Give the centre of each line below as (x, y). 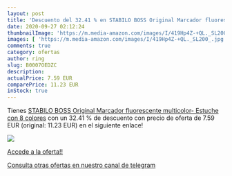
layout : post (26, 14)
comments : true (29, 46)
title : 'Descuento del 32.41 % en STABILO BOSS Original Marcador (105, 20)
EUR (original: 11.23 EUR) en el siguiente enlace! (75, 125)
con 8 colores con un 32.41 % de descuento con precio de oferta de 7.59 (111, 118)
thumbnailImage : (30, 33)
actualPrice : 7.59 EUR (40, 78)
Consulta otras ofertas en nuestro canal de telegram (81, 165)
